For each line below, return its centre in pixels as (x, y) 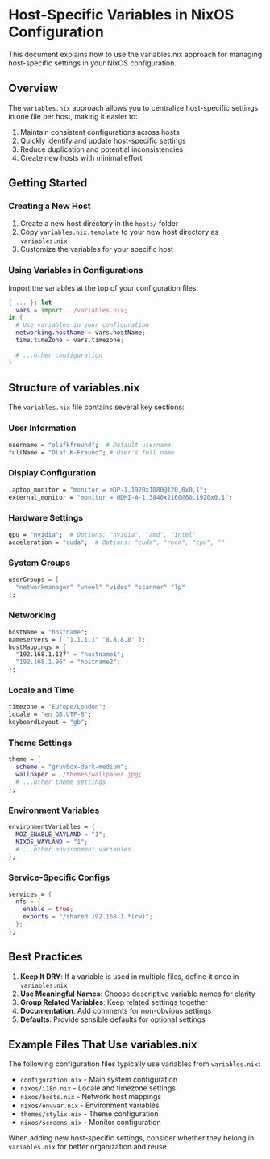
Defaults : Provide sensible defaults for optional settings (112, 1019)
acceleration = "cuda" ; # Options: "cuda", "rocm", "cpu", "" (117, 542)
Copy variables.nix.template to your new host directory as (119, 232)
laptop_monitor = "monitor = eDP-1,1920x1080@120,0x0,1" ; (108, 490)
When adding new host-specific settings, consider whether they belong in (131, 1138)
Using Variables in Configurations (76, 270)
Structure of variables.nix (74, 388)
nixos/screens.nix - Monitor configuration (90, 1123)
